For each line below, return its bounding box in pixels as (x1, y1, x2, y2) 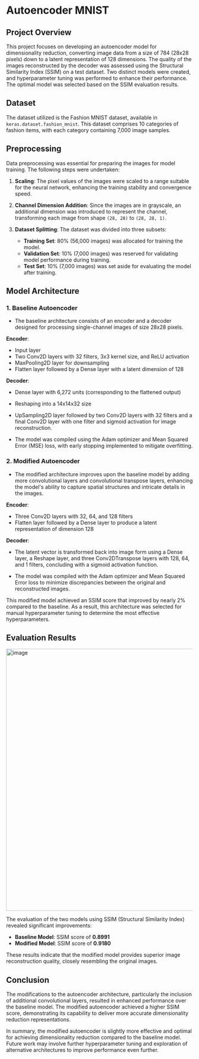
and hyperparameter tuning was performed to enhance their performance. (6, 75, 188, 81)
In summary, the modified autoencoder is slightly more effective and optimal (6, 1027, 192, 1035)
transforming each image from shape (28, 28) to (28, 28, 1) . (14, 214, 167, 221)
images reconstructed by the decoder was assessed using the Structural (6, 62, 184, 69)
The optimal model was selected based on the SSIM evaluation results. (6, 81, 179, 88)
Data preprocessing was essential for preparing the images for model (6, 159, 176, 166)
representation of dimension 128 (14, 525, 94, 532)
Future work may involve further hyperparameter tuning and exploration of (6, 1040, 188, 1047)
